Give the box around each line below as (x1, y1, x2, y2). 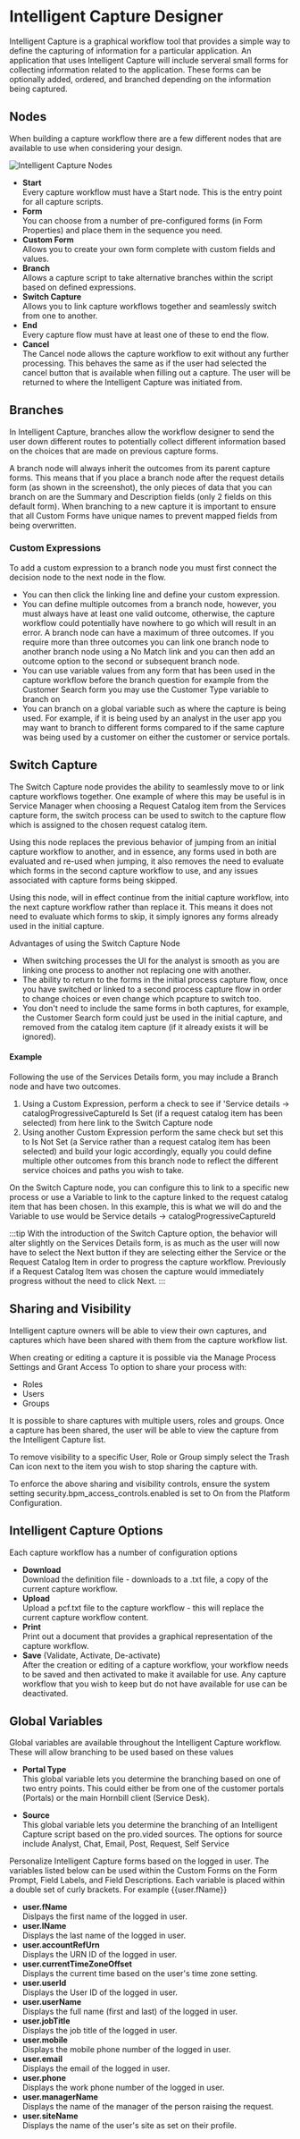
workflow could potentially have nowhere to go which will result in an (21, 617, 277, 628)
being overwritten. (9, 520, 77, 530)
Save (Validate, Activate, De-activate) (21, 1650, 161, 1661)
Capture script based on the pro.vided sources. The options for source (21, 1829, 283, 1839)
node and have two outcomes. (9, 1080, 121, 1092)
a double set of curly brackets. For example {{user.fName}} (9, 1884, 228, 1895)
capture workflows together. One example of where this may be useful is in (9, 790, 286, 801)
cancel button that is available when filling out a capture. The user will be (21, 367, 291, 377)
